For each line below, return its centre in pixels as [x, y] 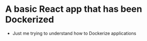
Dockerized [30, 20]
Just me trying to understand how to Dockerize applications [74, 33]
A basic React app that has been [74, 9]
